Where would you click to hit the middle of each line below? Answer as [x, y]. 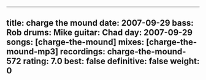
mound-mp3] [32, 52]
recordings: [83, 52]
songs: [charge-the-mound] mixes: [75, 42]
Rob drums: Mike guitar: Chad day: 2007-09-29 [100, 33]
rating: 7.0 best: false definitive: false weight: [111, 61]
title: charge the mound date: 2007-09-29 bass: [100, 23]
